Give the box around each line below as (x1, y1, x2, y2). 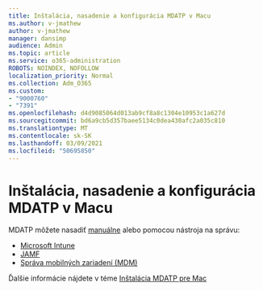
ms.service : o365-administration (8, 57, 121, 65)
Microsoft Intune (19, 241, 75, 251)
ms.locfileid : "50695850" (8, 147, 95, 155)
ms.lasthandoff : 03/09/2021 (8, 139, 103, 148)
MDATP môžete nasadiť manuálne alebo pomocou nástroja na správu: (8, 225, 240, 235)
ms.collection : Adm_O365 (8, 79, 92, 87)
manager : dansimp (8, 34, 67, 43)
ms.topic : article (8, 49, 70, 57)
